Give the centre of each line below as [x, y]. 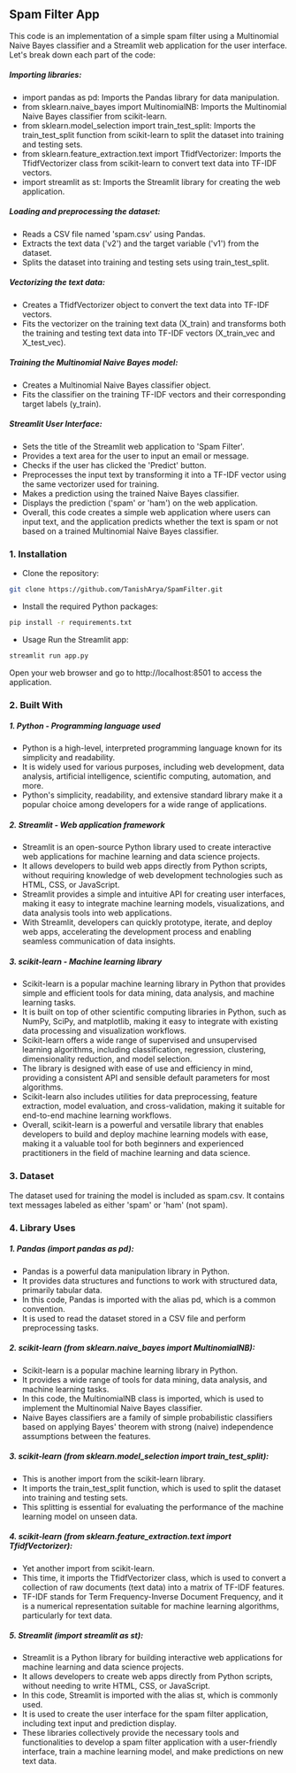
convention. [43, 1308]
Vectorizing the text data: [57, 282]
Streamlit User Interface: [56, 424]
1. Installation [38, 554]
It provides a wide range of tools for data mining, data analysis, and [144, 1379]
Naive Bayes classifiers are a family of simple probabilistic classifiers [147, 1417]
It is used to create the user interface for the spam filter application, [145, 1714]
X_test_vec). [44, 342]
